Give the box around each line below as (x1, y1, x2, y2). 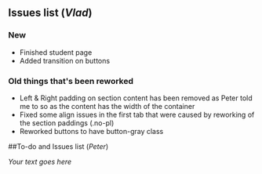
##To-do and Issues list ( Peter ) (8, 141, 109, 151)
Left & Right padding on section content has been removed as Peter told (19, 93, 253, 103)
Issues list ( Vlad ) (8, 6, 93, 20)
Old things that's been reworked (8, 75, 134, 86)
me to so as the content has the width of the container (19, 101, 195, 111)
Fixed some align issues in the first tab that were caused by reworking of (19, 110, 255, 119)
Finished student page (19, 47, 93, 57)
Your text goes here (8, 157, 72, 166)
